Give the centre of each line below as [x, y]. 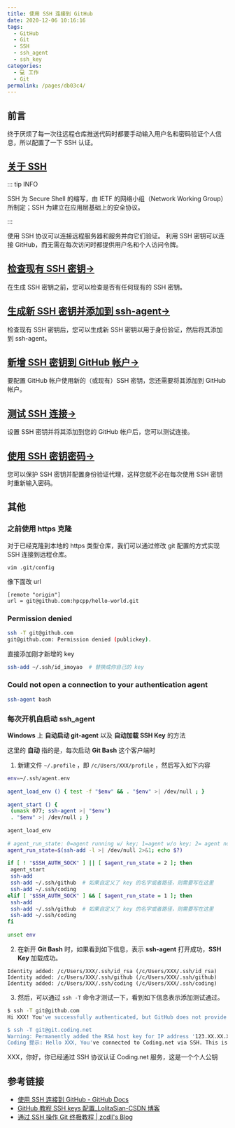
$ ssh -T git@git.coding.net [50, 1030]
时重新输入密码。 [32, 483]
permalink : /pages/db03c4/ [47, 86]
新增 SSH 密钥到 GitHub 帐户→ [73, 362]
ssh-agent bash [29, 699]
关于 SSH [27, 167]
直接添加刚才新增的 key [41, 653]
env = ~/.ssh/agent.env [39, 779]
